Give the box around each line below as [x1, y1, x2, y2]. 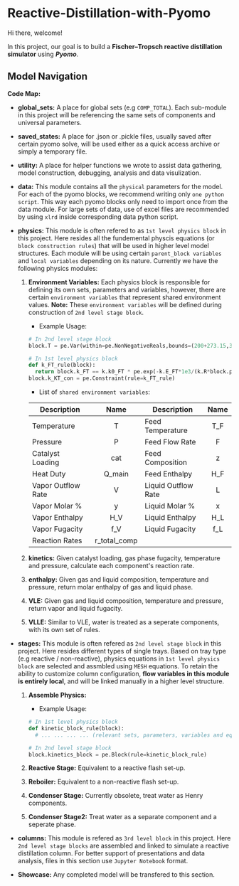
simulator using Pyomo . [7, 50, 79, 58]
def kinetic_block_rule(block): [28, 725, 124, 732]
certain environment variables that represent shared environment [28, 293, 221, 301]
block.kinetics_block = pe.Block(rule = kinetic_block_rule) [28, 751, 208, 758]
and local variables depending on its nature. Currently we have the [17, 256, 218, 265]
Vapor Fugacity [31, 524, 83, 534]
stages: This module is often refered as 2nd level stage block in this [17, 639, 222, 648]
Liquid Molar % [144, 501, 196, 511]
